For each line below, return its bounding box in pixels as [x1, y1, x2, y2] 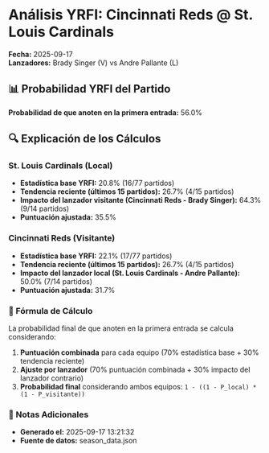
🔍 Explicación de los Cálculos [8, 132, 161, 146]
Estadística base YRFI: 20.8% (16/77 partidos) [19, 179, 175, 188]
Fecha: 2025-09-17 [8, 49, 74, 59]
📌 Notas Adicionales [8, 409, 89, 420]
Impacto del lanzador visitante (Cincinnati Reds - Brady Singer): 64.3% [19, 196, 262, 205]
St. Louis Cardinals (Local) [8, 160, 113, 171]
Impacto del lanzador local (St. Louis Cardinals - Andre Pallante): [19, 268, 241, 278]
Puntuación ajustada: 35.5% [19, 212, 116, 222]
